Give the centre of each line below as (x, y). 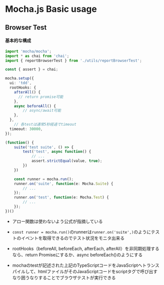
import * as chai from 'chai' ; (37, 56)
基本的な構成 (18, 41)
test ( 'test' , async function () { (57, 152)
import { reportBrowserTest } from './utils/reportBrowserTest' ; (73, 60)
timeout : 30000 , (26, 129)
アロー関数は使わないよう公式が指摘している (58, 221)
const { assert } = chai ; (32, 70)
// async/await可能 (42, 111)
